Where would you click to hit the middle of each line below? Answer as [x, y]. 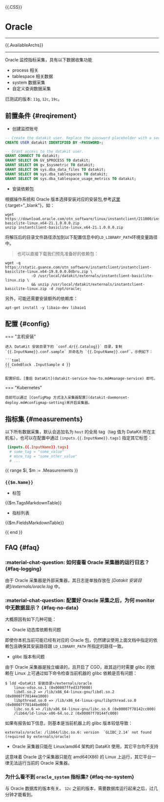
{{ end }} [14, 532]
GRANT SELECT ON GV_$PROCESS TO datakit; [48, 161]
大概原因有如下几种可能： [31, 619]
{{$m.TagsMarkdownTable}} [33, 503]
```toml [13, 361]
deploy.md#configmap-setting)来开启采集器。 [48, 403]
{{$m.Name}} [19, 482]
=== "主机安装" [20, 337]
